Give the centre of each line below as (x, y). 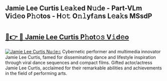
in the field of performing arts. (36, 73)
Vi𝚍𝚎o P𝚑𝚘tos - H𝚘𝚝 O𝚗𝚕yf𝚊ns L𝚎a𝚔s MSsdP (79, 16)
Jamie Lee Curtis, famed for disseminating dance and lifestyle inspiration (81, 57)
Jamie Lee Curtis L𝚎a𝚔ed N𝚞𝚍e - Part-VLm (74, 8)
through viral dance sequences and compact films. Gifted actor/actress (79, 63)
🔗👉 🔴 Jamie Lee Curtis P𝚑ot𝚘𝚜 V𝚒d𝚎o (67, 37)
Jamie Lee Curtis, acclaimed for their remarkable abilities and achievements (83, 68)
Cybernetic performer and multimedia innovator (111, 52)
